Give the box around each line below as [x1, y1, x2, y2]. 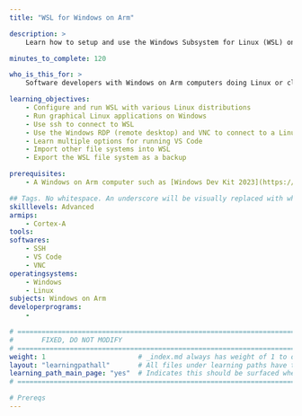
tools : [9, 227, 34, 236]
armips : [9, 210, 39, 220]
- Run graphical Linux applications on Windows [25, 111, 207, 120]
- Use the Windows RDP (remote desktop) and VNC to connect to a [25, 128, 276, 137]
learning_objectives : [9, 95, 91, 104]
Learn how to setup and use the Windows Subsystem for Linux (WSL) [25, 38, 283, 47]
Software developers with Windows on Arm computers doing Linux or [25, 78, 283, 88]
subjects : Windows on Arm [9, 294, 106, 304]
